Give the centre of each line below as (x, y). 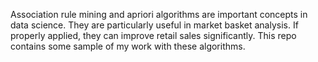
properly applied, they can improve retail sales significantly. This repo (153, 35)
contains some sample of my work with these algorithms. (128, 46)
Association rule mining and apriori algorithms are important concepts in (159, 14)
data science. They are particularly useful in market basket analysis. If (154, 25)
